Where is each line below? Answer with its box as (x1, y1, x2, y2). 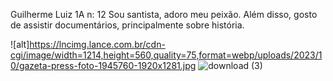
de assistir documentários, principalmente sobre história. (10, 19, 245, 31)
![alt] (10, 39, 30, 50)
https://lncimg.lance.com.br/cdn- (29, 39, 166, 50)
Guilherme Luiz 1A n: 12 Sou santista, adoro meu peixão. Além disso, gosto (10, 9, 318, 20)
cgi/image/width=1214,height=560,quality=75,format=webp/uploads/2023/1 (10, 49, 323, 61)
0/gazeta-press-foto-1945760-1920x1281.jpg (10, 60, 197, 71)
